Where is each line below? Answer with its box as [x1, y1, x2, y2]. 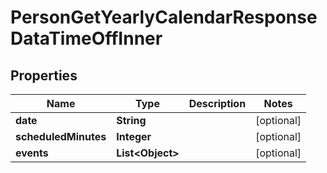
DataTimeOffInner [10, 27, 163, 50]
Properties [10, 67, 78, 84]
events [15, 146, 49, 160]
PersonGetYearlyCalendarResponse [10, 6, 318, 29]
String [116, 114, 147, 127]
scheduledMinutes [15, 130, 107, 143]
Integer [116, 130, 152, 143]
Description [188, 97, 247, 110]
